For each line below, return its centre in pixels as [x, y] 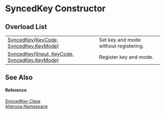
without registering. [121, 46]
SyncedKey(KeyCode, [33, 40]
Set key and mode [120, 40]
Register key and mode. [126, 57]
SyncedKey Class [23, 101]
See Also [19, 77]
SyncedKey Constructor [55, 9]
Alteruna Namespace [27, 106]
